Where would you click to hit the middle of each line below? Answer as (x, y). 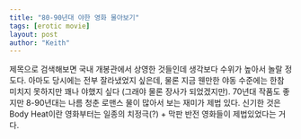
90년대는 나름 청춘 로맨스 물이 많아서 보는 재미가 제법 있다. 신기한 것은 (158, 103)
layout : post (34, 34)
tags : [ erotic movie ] (50, 26)
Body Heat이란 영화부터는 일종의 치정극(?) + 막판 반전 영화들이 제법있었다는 (143, 114)
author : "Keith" (40, 43)
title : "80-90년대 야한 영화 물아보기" (75, 17)
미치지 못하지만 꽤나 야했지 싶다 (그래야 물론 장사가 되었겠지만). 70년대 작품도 (145, 91)
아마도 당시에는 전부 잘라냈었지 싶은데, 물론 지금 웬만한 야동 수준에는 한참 (156, 81)
